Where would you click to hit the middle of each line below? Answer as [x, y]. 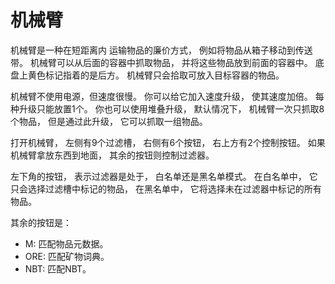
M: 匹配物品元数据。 [66, 243]
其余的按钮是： [41, 222]
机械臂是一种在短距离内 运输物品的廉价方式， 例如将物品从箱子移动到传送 [161, 50]
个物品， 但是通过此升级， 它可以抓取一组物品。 [109, 121]
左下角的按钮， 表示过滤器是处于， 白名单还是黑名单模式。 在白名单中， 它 [164, 176]
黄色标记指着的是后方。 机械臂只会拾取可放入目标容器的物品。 [156, 75]
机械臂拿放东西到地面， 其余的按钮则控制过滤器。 [112, 155]
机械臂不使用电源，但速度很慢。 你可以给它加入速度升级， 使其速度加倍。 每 [167, 96]
